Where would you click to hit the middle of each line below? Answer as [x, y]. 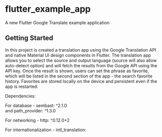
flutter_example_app [48, 9]
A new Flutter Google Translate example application [57, 23]
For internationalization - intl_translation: [46, 130]
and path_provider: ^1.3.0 [30, 110]
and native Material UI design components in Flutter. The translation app [78, 55]
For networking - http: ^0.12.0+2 [37, 120]
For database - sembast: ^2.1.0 [36, 105]
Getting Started [29, 38]
